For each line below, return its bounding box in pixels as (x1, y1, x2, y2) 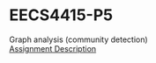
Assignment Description (9, 43, 97, 53)
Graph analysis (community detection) (9, 34, 148, 45)
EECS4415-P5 (9, 5, 114, 25)
